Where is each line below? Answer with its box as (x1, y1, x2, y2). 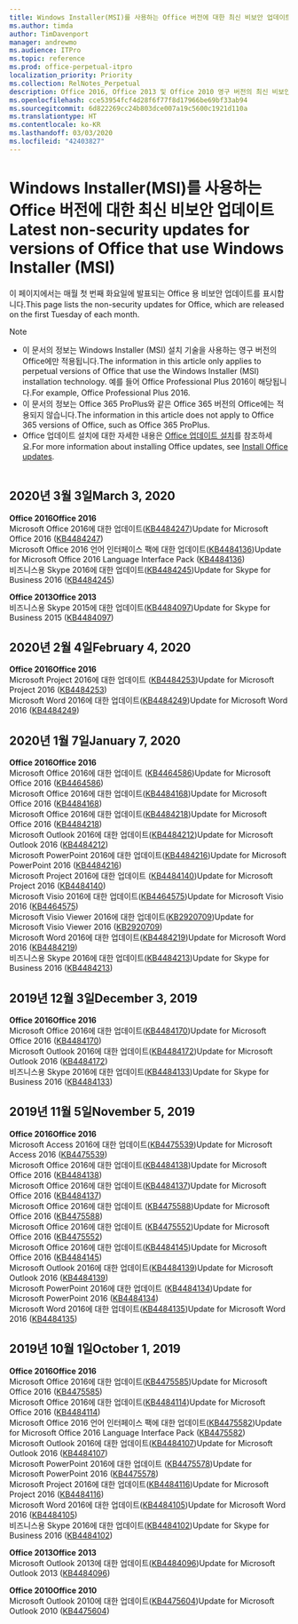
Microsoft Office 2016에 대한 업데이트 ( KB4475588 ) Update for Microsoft (9, 1200, 271, 1211)
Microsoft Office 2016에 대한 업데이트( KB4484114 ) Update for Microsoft (9, 1397, 266, 1407)
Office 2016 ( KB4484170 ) (9, 1035, 102, 1046)
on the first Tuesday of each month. (9, 308, 140, 320)
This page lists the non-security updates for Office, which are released (25, 299, 285, 309)
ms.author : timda (9, 21, 74, 30)
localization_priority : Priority (9, 71, 133, 80)
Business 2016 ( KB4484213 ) (9, 963, 114, 974)
